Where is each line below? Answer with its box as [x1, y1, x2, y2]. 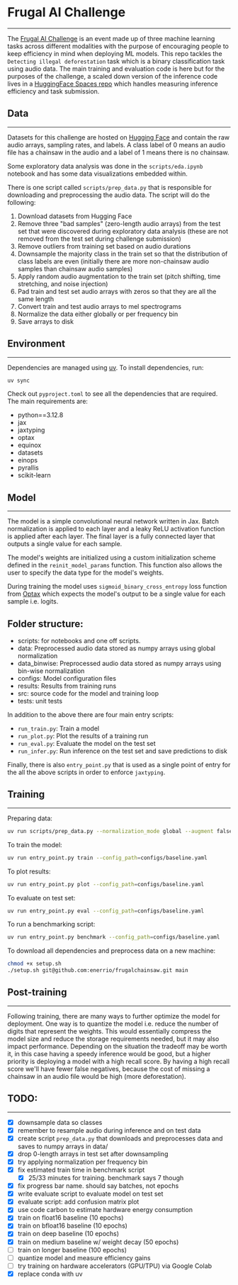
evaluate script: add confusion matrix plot [17, 1198, 140, 1206]
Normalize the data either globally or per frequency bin [17, 310, 178, 318]
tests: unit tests [17, 697, 62, 706]
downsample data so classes [17, 1118, 103, 1126]
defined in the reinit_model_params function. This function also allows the [7, 561, 223, 570]
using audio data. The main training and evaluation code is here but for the [7, 64, 225, 73]
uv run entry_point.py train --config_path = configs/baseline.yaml [7, 854, 208, 861]
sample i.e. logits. [7, 597, 59, 606]
